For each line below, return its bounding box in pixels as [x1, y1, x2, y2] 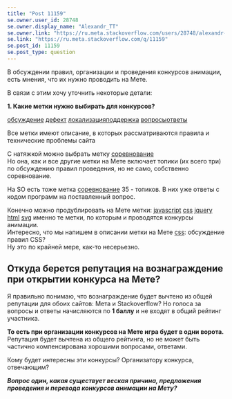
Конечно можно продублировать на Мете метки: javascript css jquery [7, 206, 213, 214]
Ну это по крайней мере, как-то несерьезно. [7, 242, 140, 251]
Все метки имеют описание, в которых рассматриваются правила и [7, 129, 209, 137]
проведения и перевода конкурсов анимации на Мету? [7, 384, 177, 392]
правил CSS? [7, 235, 46, 243]
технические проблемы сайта [7, 136, 95, 144]
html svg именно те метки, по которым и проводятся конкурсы [7, 213, 193, 222]
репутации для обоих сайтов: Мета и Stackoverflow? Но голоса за [7, 299, 202, 308]
